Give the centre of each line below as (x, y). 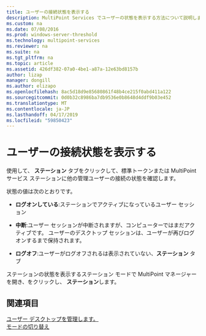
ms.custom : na (25, 23)
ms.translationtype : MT (37, 103)
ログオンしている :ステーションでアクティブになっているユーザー (96, 204)
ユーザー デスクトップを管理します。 (53, 319)
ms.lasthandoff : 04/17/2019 (42, 115)
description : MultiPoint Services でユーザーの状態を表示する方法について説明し (102, 18)
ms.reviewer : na (27, 47)
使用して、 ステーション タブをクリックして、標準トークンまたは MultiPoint (101, 171)
